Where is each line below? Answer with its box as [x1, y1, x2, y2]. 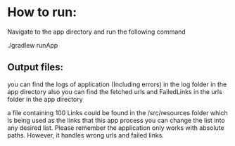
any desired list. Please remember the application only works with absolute [7, 124, 224, 132]
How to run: [7, 4, 77, 20]
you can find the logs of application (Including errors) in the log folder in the [7, 80, 227, 88]
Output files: [7, 61, 64, 74]
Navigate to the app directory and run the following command [7, 27, 186, 36]
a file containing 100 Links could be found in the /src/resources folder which [7, 108, 228, 117]
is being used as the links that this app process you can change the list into [7, 116, 225, 124]
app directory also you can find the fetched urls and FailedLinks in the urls [7, 87, 223, 95]
